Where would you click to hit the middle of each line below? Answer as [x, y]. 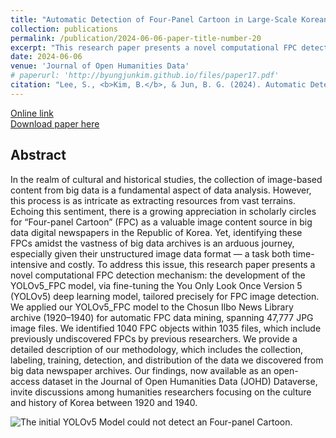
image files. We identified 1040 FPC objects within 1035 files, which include [166, 328]
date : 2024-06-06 [46, 57]
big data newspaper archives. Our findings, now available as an [141, 370]
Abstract [38, 155]
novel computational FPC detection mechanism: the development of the [158, 275]
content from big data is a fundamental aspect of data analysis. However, [161, 190]
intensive [29, 264]
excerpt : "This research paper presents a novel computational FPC [154, 47]
